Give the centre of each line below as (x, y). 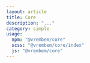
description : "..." (31, 23)
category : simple (28, 28)
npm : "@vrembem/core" (39, 40)
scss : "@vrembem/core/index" (48, 46)
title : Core (21, 17)
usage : (14, 34)
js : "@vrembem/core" (37, 51)
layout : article (26, 12)
